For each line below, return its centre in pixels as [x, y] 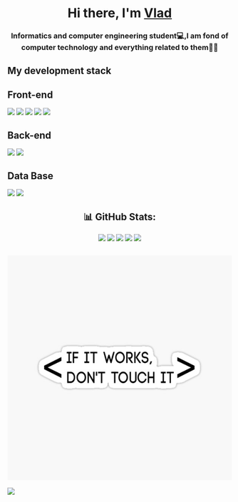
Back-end [30, 135]
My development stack [59, 70]
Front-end [30, 94]
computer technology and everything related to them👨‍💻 [120, 48]
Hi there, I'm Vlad [120, 13]
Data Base [30, 176]
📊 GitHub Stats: [120, 217]
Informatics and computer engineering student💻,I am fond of [120, 36]
